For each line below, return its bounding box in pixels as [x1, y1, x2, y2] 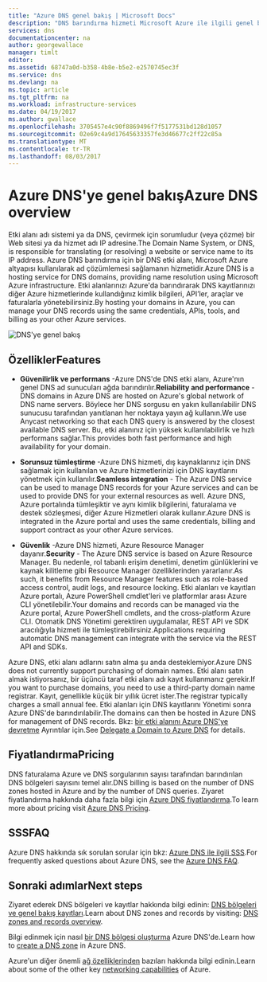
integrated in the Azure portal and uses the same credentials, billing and [19, 517, 256, 526]
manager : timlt [8, 49, 59, 57]
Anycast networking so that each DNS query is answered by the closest [19, 417, 256, 426]
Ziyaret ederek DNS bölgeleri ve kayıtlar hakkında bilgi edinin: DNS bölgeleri [8, 900, 257, 910]
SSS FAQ [8, 826, 50, 840]
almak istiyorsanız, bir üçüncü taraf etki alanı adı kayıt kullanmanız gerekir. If [8, 675, 256, 683]
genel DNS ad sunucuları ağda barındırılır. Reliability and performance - [19, 383, 256, 392]
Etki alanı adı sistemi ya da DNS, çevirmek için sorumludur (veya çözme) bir [8, 230, 256, 240]
